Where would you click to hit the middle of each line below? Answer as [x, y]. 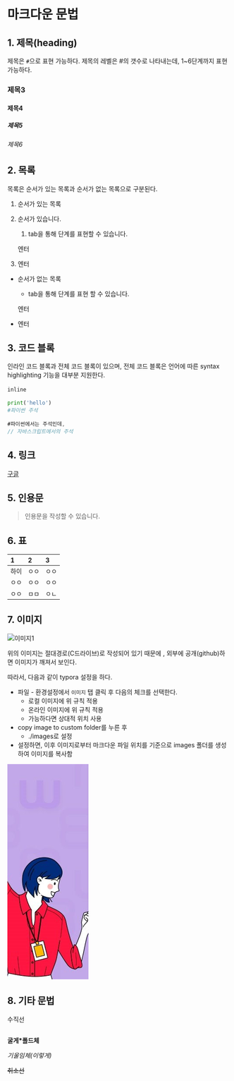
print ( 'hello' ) [30, 403]
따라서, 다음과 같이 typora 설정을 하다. [60, 677]
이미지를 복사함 [51, 754]
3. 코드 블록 [31, 348]
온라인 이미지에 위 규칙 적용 [66, 709]
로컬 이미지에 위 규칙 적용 [63, 701]
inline [17, 390]
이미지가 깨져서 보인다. [46, 662]
